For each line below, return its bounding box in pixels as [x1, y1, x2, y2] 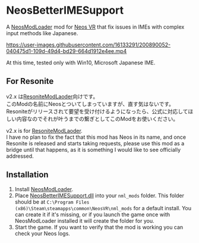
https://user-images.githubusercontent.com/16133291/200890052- [6, 41, 171, 48]
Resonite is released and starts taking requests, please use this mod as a [6, 139, 185, 147]
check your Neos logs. [14, 230, 70, 237]
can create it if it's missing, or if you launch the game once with [14, 211, 170, 218]
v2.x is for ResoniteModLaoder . [6, 127, 83, 134]
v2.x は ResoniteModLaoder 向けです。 [6, 93, 99, 100]
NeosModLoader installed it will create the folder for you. [14, 217, 154, 224]
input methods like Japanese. [6, 29, 78, 36]
